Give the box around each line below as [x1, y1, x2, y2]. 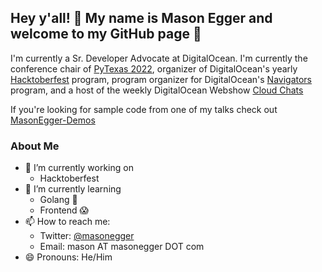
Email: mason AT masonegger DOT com [39, 241, 205, 253]
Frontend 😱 [39, 204, 90, 216]
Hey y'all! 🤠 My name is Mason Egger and [10, 10, 273, 27]
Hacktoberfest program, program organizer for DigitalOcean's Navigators [10, 73, 313, 85]
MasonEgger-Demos [10, 114, 96, 126]
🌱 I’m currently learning [24, 183, 122, 195]
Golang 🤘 [39, 194, 78, 206]
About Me [10, 139, 60, 153]
